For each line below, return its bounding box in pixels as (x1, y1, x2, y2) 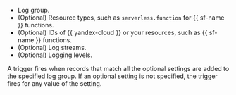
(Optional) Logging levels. (17, 51, 93, 59)
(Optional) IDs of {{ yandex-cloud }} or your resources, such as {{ (17, 28, 208, 37)
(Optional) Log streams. (17, 44, 87, 51)
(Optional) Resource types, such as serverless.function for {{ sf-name (17, 13, 225, 22)
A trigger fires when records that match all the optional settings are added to (7, 65, 230, 72)
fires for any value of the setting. (7, 80, 102, 87)
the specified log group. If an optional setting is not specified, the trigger (7, 72, 218, 80)
